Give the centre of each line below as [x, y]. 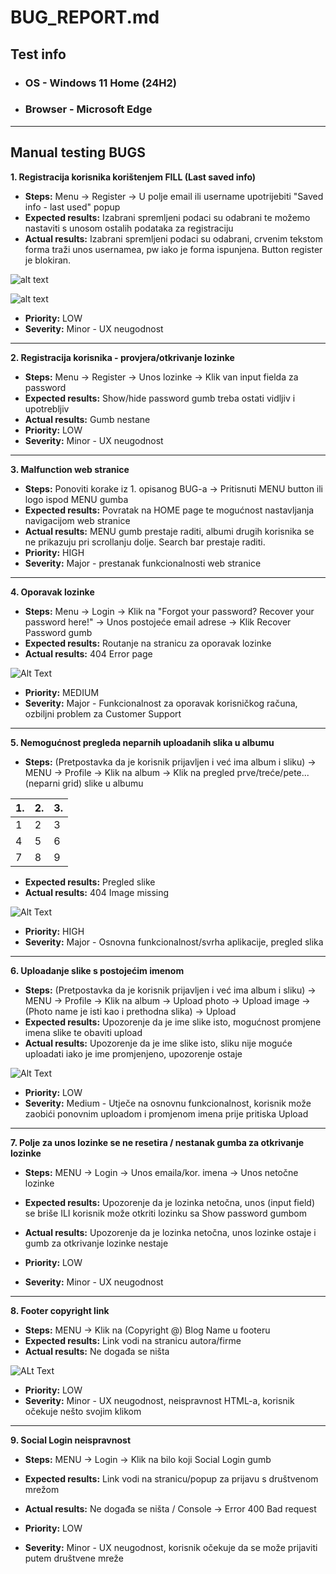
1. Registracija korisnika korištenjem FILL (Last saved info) [133, 177]
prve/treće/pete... [273, 772]
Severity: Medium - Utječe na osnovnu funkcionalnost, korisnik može [168, 1103]
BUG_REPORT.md [85, 17]
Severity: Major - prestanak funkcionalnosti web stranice [143, 563]
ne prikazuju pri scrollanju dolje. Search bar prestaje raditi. [145, 542]
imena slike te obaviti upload [83, 1032]
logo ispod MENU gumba [76, 499]
